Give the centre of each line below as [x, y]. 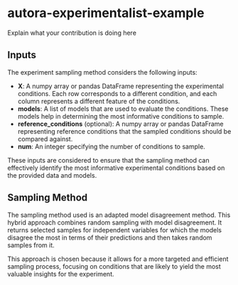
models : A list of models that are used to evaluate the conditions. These [123, 109]
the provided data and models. [52, 175]
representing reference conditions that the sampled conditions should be [124, 131]
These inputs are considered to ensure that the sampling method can [108, 160]
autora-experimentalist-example [106, 13]
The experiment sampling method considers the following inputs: [102, 72]
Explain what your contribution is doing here [72, 33]
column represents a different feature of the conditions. [99, 101]
